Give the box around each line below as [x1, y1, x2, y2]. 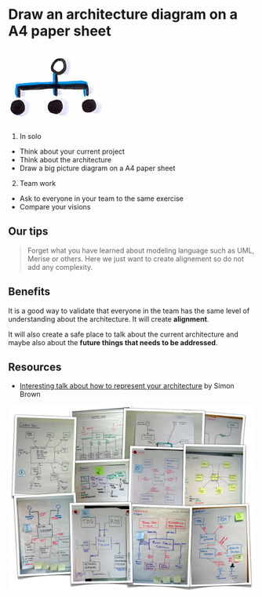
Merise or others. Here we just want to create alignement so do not [27, 253, 245, 264]
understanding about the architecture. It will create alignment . [8, 314, 209, 323]
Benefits [8, 285, 51, 299]
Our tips [8, 225, 49, 238]
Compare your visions [19, 202, 91, 211]
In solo [19, 131, 42, 140]
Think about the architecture [19, 155, 112, 164]
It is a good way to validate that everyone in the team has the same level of [8, 306, 250, 315]
